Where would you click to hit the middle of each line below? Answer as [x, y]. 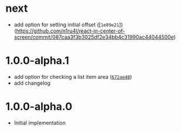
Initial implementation [40, 123]
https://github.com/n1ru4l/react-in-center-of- [71, 30]
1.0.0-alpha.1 [37, 61]
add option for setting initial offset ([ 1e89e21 [66, 25]
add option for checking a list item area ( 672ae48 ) [73, 77]
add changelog [32, 83]
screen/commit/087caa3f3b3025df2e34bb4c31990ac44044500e [94, 37]
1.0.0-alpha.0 [39, 107]
